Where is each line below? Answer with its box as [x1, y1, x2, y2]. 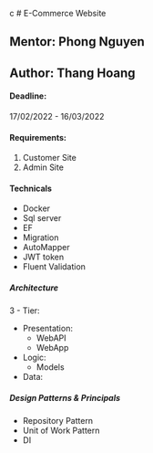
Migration [22, 232, 59, 243]
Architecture [9, 282, 59, 293]
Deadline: [9, 90, 47, 101]
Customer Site [22, 153, 77, 163]
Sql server [22, 213, 62, 224]
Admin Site [22, 162, 64, 173]
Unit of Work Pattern [22, 425, 100, 437]
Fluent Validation [22, 261, 87, 272]
